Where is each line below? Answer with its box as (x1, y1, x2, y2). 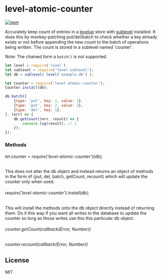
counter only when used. (5, 179, 55, 185)
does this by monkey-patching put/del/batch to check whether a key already (5, 34, 158, 40)
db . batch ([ (5, 94, 27, 99)
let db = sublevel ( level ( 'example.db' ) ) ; (5, 72, 94, 77)
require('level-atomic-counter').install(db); (5, 190, 89, 196)
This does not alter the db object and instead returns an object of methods (5, 169, 154, 174)
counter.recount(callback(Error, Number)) (5, 241, 88, 247)
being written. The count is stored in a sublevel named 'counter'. (5, 44, 133, 50)
